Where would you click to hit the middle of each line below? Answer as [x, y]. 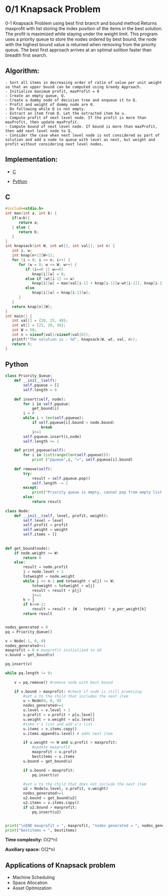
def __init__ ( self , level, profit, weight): [61, 516]
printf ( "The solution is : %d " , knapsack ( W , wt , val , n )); [74, 339]
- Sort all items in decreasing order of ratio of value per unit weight [84, 82]
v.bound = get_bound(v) [30, 655]
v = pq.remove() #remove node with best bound [63, 682]
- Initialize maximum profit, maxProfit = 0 [52, 91]
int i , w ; [22, 251]
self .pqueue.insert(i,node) [52, 436]
